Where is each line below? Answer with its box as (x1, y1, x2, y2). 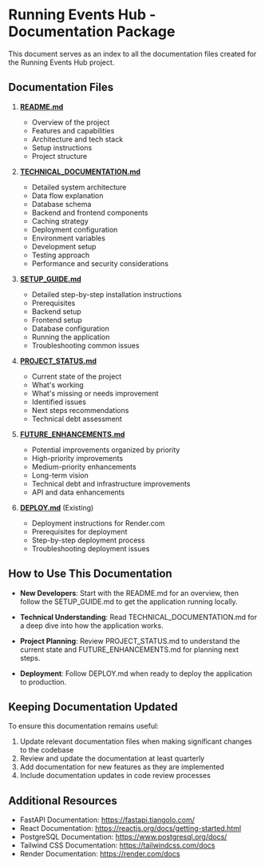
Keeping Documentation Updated (8, 700, 178, 713)
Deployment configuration (31, 224, 118, 234)
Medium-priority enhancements (31, 462, 137, 471)
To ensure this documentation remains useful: (8, 721, 160, 731)
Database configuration (31, 324, 109, 333)
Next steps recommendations (31, 405, 129, 415)
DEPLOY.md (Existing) (19, 503, 94, 512)
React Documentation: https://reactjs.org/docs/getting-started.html (19, 824, 242, 833)
